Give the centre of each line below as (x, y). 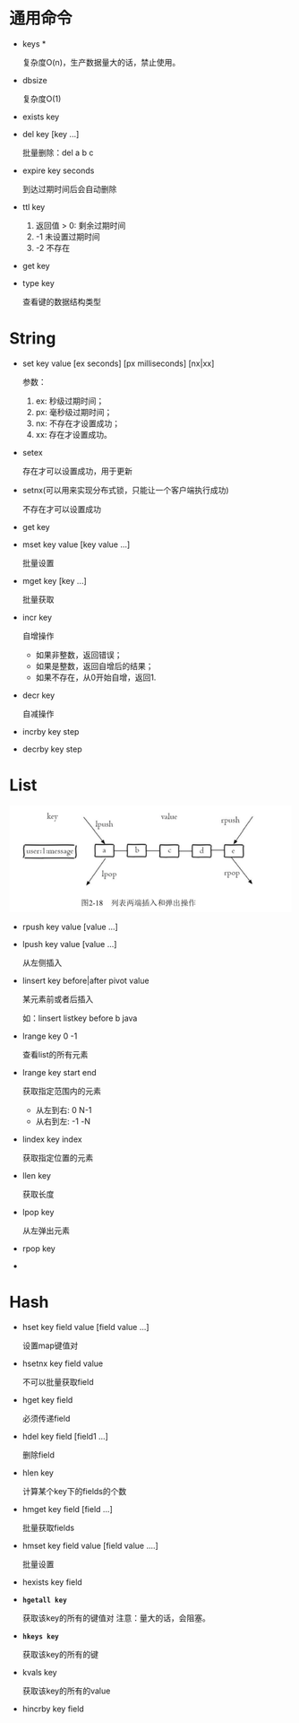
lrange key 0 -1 (50, 1036)
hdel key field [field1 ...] (65, 1436)
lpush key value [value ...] (69, 944)
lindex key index (52, 1139)
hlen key (38, 1473)
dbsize (34, 80)
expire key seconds (58, 170)
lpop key (38, 1212)
